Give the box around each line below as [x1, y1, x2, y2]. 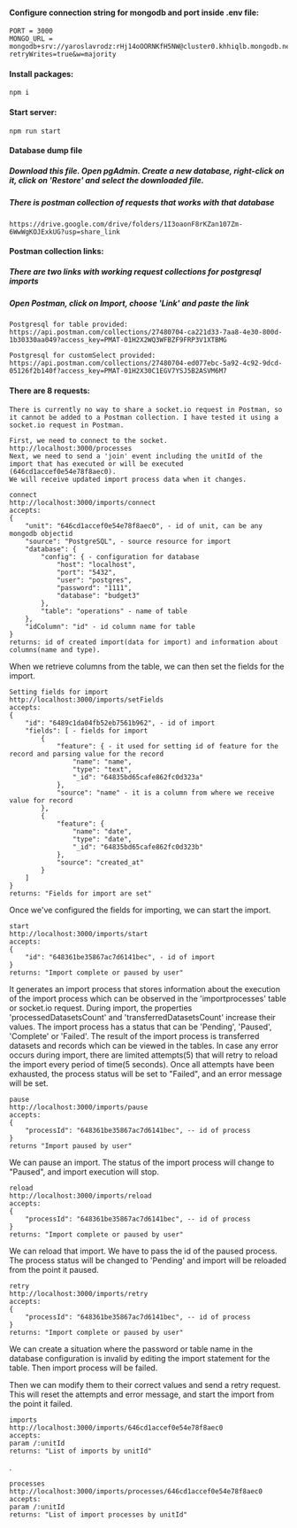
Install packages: [9, 68, 73, 79]
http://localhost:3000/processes [9, 444, 133, 453]
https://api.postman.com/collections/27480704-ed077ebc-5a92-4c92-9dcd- [9, 359, 283, 368]
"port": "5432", [56, 568, 117, 577]
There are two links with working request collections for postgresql [9, 266, 262, 276]
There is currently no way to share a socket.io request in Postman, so [9, 405, 283, 414]
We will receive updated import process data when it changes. [9, 475, 247, 484]
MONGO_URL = [9, 35, 53, 43]
